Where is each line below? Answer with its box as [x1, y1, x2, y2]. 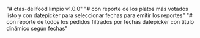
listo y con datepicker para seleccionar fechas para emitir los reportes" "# [6, 12, 193, 19]
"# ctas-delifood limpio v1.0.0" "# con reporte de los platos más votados [6, 6, 188, 12]
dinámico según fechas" [6, 25, 68, 32]
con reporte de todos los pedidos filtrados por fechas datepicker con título [6, 18, 194, 25]
